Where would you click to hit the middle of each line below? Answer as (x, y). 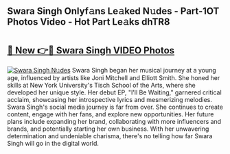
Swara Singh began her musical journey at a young (144, 70)
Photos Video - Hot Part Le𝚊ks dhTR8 (89, 22)
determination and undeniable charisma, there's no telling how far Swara (110, 136)
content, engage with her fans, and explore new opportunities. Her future (111, 114)
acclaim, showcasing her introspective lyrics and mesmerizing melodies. (110, 100)
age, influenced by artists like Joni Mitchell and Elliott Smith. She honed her (114, 78)
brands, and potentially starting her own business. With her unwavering (108, 129)
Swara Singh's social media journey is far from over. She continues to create (115, 107)
